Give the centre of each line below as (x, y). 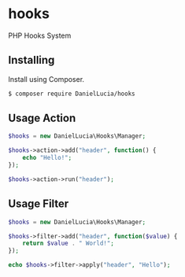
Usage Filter (39, 204)
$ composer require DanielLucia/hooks (72, 94)
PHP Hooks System (40, 35)
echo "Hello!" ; (47, 158)
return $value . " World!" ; (68, 244)
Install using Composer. (46, 79)
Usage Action (42, 118)
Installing (31, 60)
